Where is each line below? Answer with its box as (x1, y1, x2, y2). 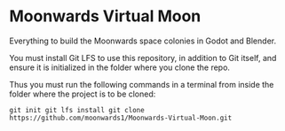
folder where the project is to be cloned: (9, 89, 156, 99)
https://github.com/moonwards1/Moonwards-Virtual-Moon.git (9, 113, 233, 122)
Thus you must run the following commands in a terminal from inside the (9, 79, 274, 89)
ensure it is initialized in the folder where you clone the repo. (9, 62, 231, 73)
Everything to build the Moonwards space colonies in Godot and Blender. (9, 35, 277, 46)
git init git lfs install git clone (9, 105, 145, 114)
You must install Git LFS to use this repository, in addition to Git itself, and (9, 52, 277, 63)
